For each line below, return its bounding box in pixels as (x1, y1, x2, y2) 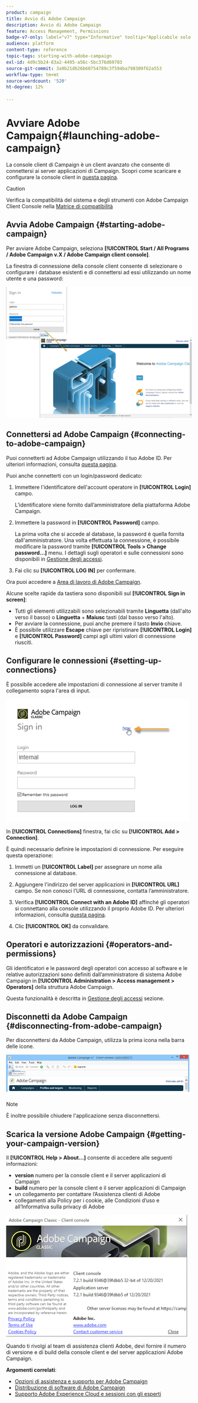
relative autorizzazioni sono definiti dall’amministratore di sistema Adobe (6, 971, 182, 978)
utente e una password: (6, 275, 64, 282)
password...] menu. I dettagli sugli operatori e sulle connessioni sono (14, 549, 184, 556)
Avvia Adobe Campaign (6, 220, 94, 230)
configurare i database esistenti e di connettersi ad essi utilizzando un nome (6, 268, 192, 275)
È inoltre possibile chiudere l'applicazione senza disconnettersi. (6, 1112, 161, 1119)
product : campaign (6, 9, 51, 15)
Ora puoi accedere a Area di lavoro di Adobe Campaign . (6, 578, 142, 585)
